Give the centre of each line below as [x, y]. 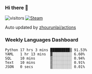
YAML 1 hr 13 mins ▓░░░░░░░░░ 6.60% [45, 54]
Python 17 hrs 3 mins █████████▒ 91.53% [46, 50]
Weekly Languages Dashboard [42, 40]
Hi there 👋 [17, 8]
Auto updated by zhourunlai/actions [40, 27]
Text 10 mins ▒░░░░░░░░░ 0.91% [45, 62]
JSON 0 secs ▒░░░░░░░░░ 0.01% [45, 67]
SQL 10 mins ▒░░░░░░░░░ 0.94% [45, 58]
